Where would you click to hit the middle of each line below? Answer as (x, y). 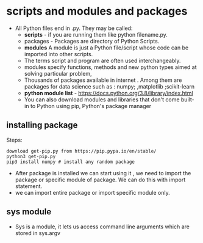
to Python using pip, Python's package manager (91, 106)
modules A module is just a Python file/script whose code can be (106, 48)
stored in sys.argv (38, 233)
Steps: (14, 140)
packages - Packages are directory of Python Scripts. (92, 41)
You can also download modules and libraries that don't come (102, 100)
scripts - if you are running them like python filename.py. (96, 34)
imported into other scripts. (59, 54)
